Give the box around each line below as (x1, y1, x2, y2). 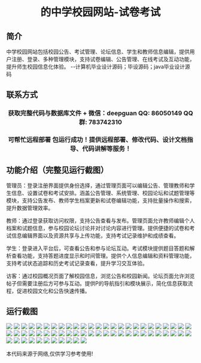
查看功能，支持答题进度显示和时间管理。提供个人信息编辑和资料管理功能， (11, 252, 195, 260)
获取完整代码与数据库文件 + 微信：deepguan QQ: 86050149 (8, 109, 182, 117)
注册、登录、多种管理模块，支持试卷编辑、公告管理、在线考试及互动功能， (11, 56, 195, 63)
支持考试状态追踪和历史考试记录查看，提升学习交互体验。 (6, 260, 148, 267)
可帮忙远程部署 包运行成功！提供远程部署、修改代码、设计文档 (8, 136, 187, 144)
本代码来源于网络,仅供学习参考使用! (6, 350, 94, 357)
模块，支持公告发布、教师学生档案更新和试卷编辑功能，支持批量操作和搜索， (6, 197, 195, 204)
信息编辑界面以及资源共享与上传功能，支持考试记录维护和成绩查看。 (11, 232, 179, 239)
